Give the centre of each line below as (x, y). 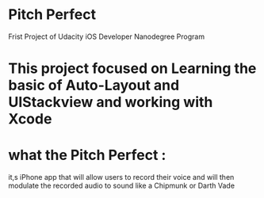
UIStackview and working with (111, 103)
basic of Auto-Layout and (94, 86)
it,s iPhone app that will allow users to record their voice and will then (121, 177)
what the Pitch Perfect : (87, 155)
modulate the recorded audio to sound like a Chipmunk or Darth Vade (122, 186)
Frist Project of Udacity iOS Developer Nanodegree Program (106, 36)
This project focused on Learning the (132, 69)
